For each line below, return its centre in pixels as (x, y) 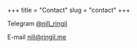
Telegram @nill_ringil (37, 23)
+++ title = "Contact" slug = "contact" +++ (69, 10)
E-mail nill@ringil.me (37, 37)
